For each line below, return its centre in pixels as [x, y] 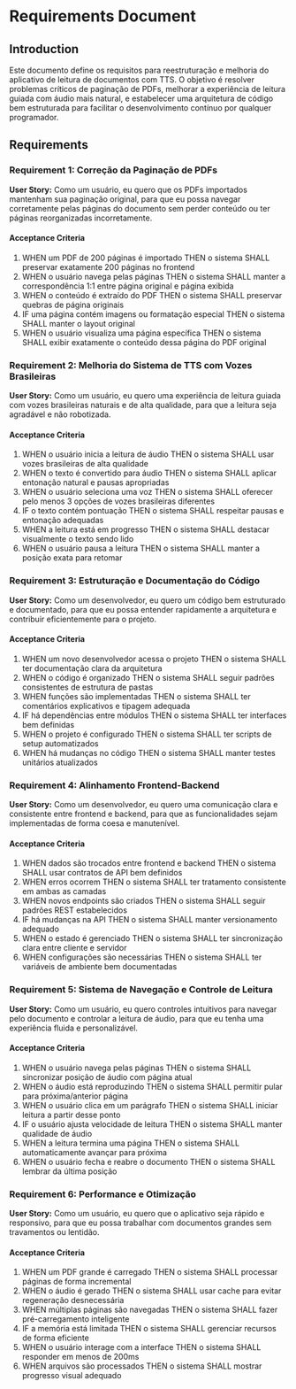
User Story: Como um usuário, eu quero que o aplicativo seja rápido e [137, 1214]
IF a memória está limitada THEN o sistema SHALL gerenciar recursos [149, 1329]
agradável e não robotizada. [60, 414]
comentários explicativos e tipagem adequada [106, 706]
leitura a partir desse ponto [71, 1115]
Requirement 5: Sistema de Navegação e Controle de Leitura [141, 990]
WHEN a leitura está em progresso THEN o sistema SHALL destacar [146, 529]
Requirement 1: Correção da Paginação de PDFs [114, 170]
